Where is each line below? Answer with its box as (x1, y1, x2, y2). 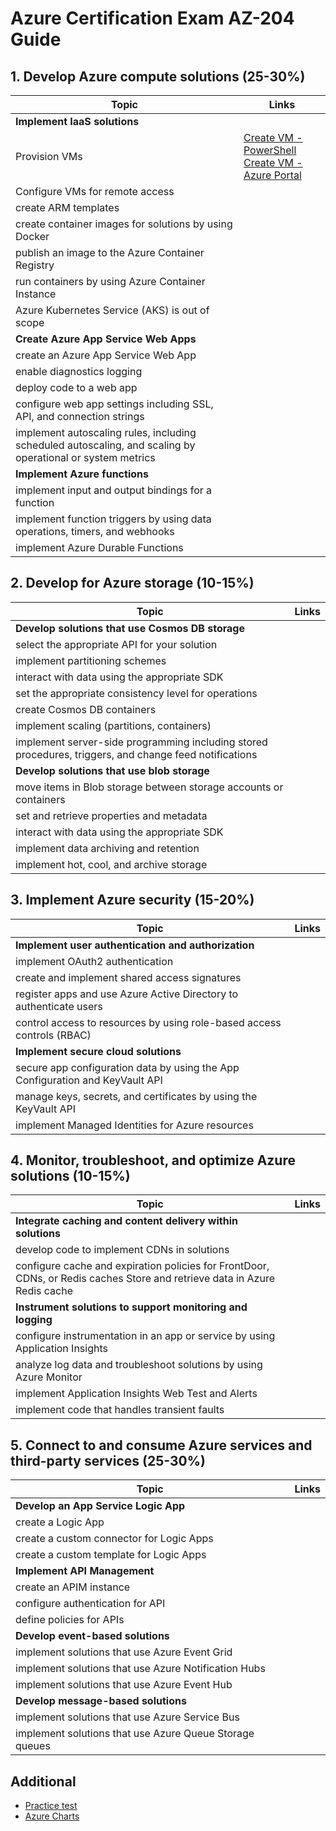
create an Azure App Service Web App (15, 348, 197, 362)
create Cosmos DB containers (15, 702, 157, 716)
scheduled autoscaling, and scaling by (15, 438, 196, 452)
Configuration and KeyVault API (15, 1073, 163, 1087)
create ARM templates (15, 201, 120, 214)
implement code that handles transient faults (15, 1403, 225, 1417)
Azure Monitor (15, 1370, 83, 1384)
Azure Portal (243, 168, 302, 182)
